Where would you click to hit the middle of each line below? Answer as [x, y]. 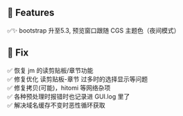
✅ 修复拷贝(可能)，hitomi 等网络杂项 [59, 88]
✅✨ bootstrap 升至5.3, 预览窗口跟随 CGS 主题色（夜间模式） [94, 30]
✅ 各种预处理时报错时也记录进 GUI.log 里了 [69, 96]
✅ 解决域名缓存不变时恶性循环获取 [56, 105]
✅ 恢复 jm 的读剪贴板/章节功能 [50, 70]
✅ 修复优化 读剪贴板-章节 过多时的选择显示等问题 [78, 79]
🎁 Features [31, 13]
